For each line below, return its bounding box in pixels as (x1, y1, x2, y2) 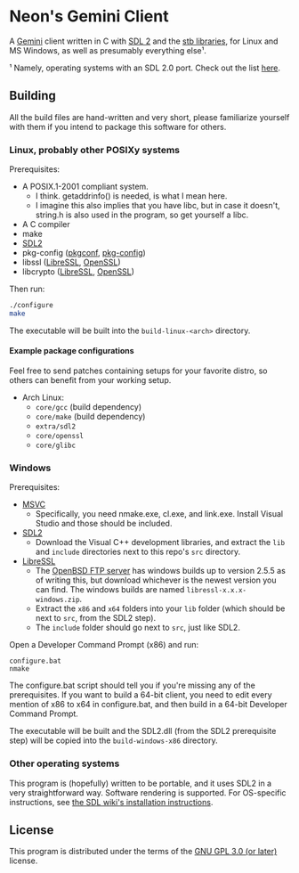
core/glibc (35, 441, 77, 450)
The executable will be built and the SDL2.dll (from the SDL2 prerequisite (9, 726, 277, 737)
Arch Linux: (21, 392, 65, 403)
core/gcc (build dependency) (35, 402, 142, 412)
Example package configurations (9, 346, 135, 356)
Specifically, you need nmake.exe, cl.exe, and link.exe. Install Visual (35, 509, 283, 519)
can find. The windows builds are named (35, 584, 185, 595)
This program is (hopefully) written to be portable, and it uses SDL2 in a (9, 778, 272, 788)
